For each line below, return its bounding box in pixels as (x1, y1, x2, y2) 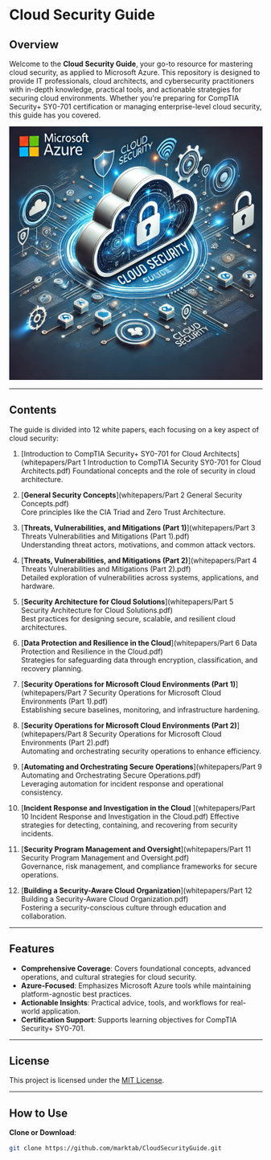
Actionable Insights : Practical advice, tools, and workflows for (20, 997, 229, 1007)
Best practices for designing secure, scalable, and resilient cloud (20, 613, 236, 623)
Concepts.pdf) (20, 498, 69, 508)
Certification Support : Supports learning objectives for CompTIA (20, 1014, 237, 1024)
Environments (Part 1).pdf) (20, 696, 108, 706)
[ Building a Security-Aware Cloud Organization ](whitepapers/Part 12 (20, 885, 253, 895)
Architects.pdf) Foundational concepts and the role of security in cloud (20, 465, 256, 476)
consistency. (20, 787, 64, 797)
